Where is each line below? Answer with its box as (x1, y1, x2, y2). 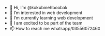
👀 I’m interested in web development (9, 10, 83, 16)
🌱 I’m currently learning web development (9, 15, 93, 20)
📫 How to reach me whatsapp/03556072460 (9, 26, 101, 31)
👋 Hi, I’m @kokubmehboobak (9, 5, 68, 10)
